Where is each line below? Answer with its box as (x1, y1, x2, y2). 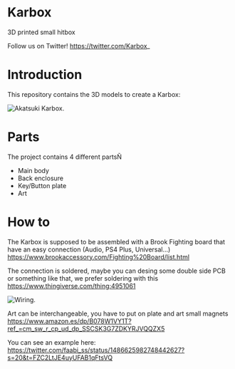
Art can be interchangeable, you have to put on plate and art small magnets (7, 309, 229, 318)
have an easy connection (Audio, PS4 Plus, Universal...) (7, 245, 171, 254)
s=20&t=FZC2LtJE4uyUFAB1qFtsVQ (7, 353, 113, 362)
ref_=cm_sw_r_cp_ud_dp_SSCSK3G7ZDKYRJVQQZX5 (7, 324, 165, 333)
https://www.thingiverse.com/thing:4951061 (7, 281, 136, 290)
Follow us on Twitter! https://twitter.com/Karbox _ (7, 41, 150, 50)
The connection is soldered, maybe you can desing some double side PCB (7, 266, 226, 275)
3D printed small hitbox (7, 28, 76, 36)
